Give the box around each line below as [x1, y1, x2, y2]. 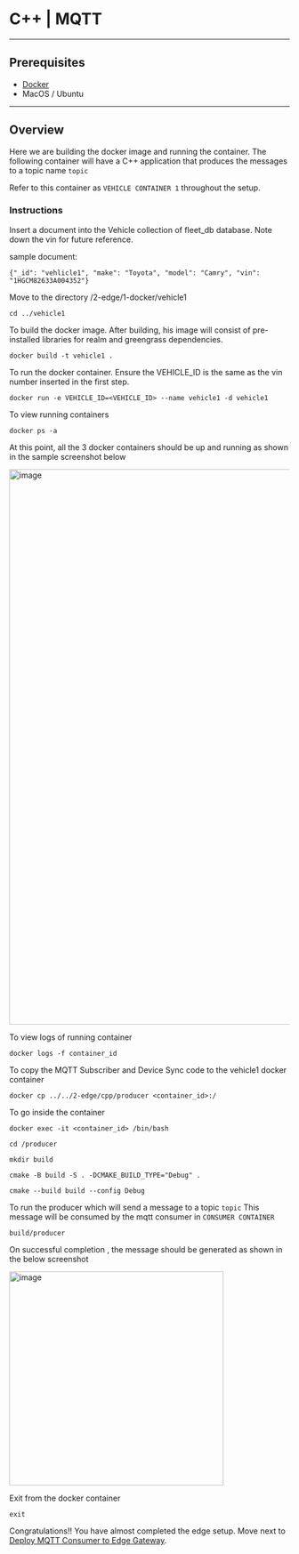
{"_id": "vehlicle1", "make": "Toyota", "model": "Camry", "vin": [9, 268, 261, 278]
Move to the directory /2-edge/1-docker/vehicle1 [9, 292, 187, 302]
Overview [9, 123, 65, 138]
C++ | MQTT [9, 9, 102, 29]
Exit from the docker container [9, 1493, 121, 1503]
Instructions [9, 205, 64, 217]
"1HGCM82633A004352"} [9, 276, 90, 285]
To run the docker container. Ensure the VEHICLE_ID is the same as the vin [9, 366, 283, 377]
